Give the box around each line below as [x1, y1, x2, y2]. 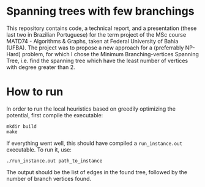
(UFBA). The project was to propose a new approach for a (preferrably [6, 44, 184, 51]
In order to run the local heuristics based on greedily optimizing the [6, 105, 176, 112]
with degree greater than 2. [6, 63, 75, 71]
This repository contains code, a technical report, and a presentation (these [6, 24, 197, 32]
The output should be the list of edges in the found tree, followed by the [6, 168, 188, 175]
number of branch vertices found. [6, 175, 92, 182]
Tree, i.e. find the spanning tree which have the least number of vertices [6, 57, 188, 64]
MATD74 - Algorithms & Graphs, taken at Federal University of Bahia [6, 37, 179, 45]
